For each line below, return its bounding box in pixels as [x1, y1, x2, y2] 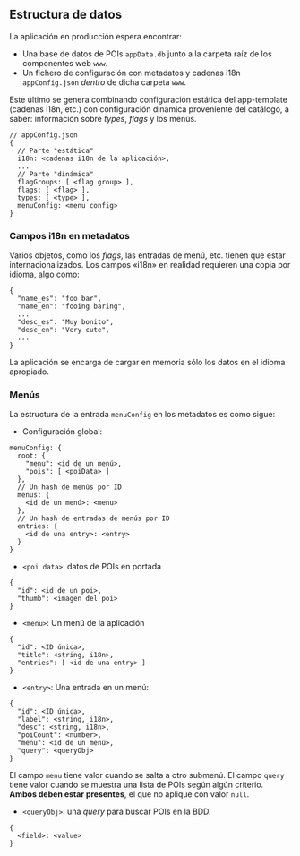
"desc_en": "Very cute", [17, 326, 110, 335]
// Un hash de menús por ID [17, 483, 123, 492]
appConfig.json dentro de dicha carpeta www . [21, 76, 186, 88]
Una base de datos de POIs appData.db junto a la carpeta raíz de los [21, 48, 272, 59]
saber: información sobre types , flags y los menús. [9, 113, 197, 124]
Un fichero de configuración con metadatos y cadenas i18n [21, 67, 241, 78]
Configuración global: [21, 426, 103, 437]
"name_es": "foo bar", [17, 295, 102, 304]
